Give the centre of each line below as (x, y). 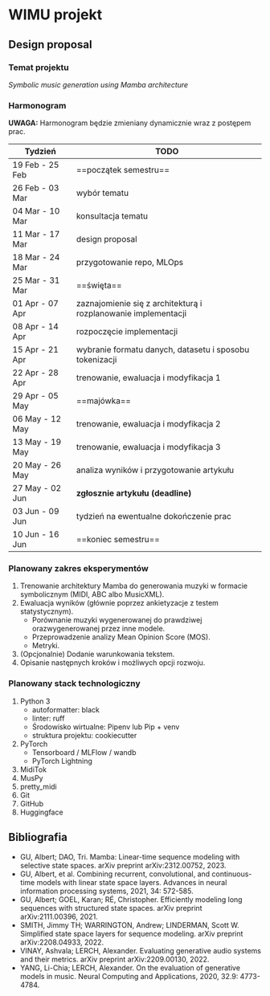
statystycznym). (47, 611)
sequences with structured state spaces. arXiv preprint (111, 908)
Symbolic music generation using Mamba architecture (98, 84)
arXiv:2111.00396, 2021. (59, 916)
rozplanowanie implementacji (131, 313)
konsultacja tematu (112, 216)
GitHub (32, 803)
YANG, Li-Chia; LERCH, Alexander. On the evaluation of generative (130, 967)
